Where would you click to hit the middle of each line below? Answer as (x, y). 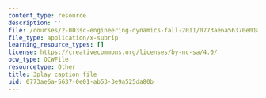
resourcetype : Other (42, 67)
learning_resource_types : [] (56, 45)
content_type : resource (47, 15)
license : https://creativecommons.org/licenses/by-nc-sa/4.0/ (113, 52)
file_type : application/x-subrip (63, 38)
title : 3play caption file (53, 74)
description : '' (35, 23)
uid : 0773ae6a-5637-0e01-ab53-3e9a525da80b (81, 81)
